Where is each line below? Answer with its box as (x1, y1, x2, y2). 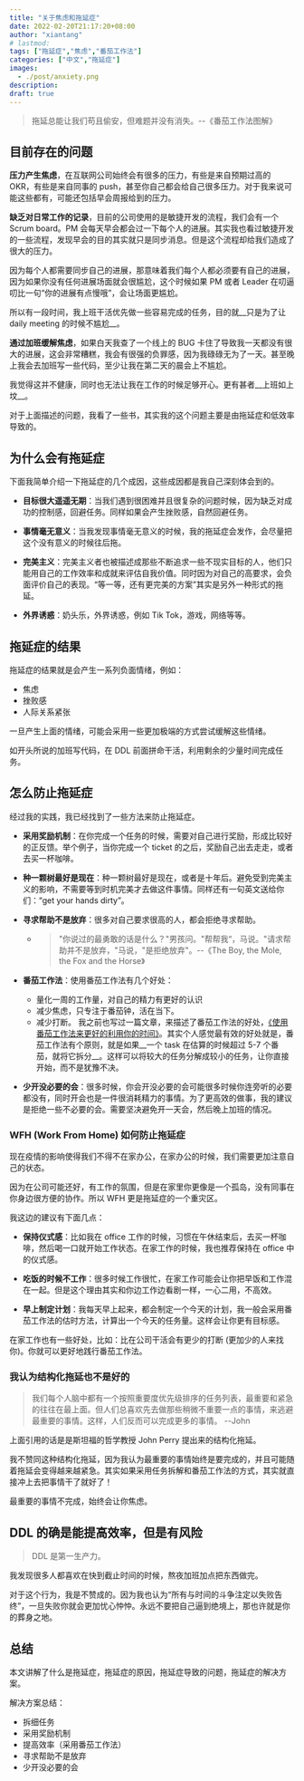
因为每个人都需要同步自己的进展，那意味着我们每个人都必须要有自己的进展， (9, 265, 295, 276)
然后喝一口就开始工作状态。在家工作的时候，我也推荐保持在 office (38, 1243, 285, 1254)
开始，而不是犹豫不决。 (35, 1062, 124, 1073)
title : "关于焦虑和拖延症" (9, 13, 100, 23)
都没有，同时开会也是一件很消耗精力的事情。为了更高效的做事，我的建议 (22, 1093, 292, 1103)
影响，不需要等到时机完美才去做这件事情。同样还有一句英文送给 (38, 883, 277, 894)
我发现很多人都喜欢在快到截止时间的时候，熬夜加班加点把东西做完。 (9, 1570, 263, 1581)
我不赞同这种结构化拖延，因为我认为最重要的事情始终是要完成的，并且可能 (9, 1454, 287, 1465)
